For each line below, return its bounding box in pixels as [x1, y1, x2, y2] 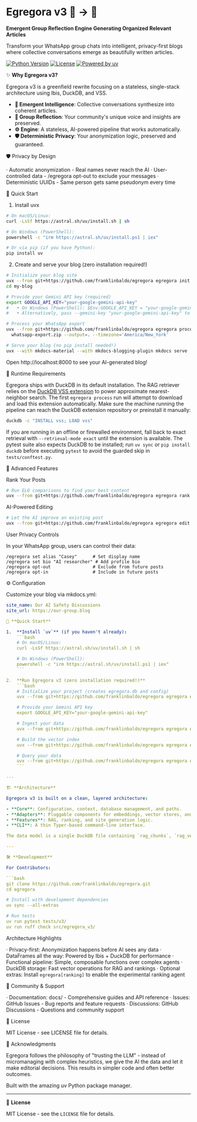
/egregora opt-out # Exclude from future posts [6, 564, 164, 570]
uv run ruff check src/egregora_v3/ [6, 924, 96, 930]
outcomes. [6, 1070, 32, 1077]
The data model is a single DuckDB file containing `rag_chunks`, [6, 833, 172, 839]
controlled [6, 172, 31, 179]
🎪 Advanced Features [6, 464, 59, 472]
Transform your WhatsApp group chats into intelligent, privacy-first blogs [6, 42, 183, 49]
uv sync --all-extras [6, 902, 59, 909]
